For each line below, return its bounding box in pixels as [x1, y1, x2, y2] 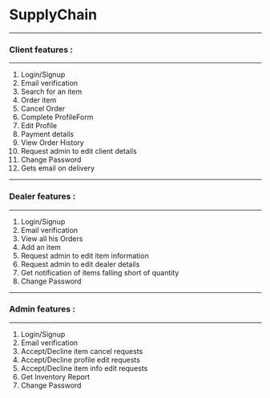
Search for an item [20, 86, 83, 97]
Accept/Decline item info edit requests [20, 363, 148, 373]
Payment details [20, 130, 75, 139]
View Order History [20, 138, 85, 147]
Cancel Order [20, 104, 66, 114]
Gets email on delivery [20, 163, 95, 173]
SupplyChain [9, 6, 98, 24]
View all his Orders [20, 234, 83, 243]
